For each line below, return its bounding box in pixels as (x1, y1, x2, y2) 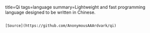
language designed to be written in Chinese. (5, 9, 96, 15)
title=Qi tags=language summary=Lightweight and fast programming (5, 4, 146, 10)
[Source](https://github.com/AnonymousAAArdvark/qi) (5, 23, 117, 28)
